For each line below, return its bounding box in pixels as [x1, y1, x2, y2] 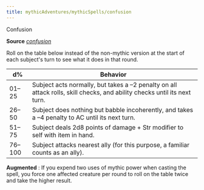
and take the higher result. [6, 177, 72, 184]
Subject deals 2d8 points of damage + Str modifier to [32, 123, 184, 132]
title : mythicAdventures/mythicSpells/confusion [6, 9, 132, 15]
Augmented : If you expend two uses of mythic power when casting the [6, 164, 186, 171]
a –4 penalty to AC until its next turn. [32, 113, 135, 122]
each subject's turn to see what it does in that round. [6, 55, 138, 63]
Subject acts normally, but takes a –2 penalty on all [32, 80, 177, 89]
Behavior [100, 70, 127, 79]
